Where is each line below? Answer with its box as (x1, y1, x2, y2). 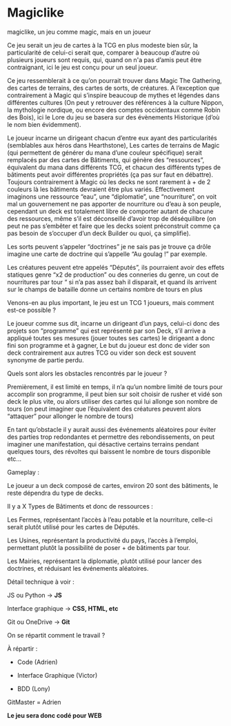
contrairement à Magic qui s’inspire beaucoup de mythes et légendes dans (7, 91, 220, 99)
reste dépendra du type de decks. (7, 489, 104, 497)
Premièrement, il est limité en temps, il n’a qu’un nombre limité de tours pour (7, 382, 223, 391)
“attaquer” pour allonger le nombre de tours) (7, 412, 134, 420)
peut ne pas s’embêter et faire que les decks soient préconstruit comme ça (7, 222, 221, 230)
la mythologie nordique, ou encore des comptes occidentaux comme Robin (7, 106, 221, 114)
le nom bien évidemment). (7, 120, 81, 128)
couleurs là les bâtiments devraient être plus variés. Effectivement (7, 185, 195, 193)
